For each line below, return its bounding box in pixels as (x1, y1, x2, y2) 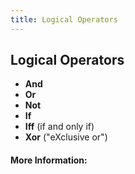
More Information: (10, 154, 88, 166)
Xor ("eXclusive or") (24, 131, 108, 143)
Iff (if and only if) (24, 121, 95, 133)
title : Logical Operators (10, 14, 118, 25)
